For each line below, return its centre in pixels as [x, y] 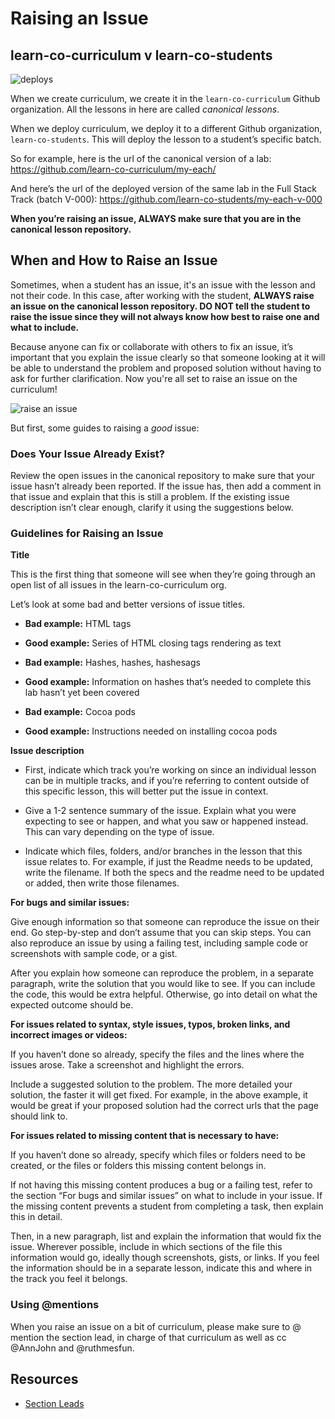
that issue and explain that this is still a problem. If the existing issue [150, 497]
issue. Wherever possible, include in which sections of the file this [146, 1247]
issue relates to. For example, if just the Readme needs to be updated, [168, 862]
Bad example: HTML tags [78, 624]
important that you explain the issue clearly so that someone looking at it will [168, 357]
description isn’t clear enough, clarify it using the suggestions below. [152, 508]
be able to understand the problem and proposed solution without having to [166, 368]
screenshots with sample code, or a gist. [94, 954]
